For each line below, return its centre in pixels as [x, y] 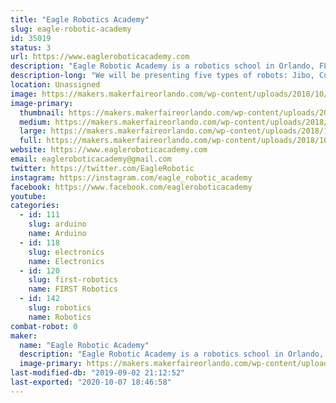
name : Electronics [66, 261]
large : [33, 131]
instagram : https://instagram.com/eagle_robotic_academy [131, 177]
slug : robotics [60, 308]
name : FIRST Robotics [73, 289]
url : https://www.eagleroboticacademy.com [100, 57]
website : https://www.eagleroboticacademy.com [109, 150]
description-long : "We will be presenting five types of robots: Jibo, [162, 76]
